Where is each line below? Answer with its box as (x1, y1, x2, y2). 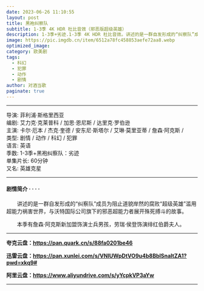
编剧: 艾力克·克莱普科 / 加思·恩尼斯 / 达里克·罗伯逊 (6, 119, 131, 126)
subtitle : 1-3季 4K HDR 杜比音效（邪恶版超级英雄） (6, 26, 127, 32)
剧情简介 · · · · (6, 185, 40, 192)
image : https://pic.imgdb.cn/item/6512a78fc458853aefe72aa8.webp (6, 37, 175, 43)
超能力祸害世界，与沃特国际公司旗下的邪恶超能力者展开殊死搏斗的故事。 (6, 208, 187, 215)
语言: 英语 (6, 141, 31, 149)
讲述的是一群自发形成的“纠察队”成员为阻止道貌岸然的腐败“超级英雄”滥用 (16, 200, 197, 208)
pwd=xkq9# (6, 259, 38, 267)
